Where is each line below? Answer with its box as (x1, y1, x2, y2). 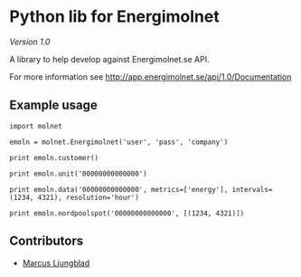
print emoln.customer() (9, 153, 99, 162)
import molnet (9, 121, 63, 130)
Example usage (9, 98, 98, 113)
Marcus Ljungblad (22, 257, 90, 268)
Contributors (9, 234, 84, 249)
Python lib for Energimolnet (9, 6, 220, 27)
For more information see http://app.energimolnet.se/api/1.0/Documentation (9, 71, 292, 82)
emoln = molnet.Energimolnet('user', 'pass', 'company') (9, 138, 229, 147)
